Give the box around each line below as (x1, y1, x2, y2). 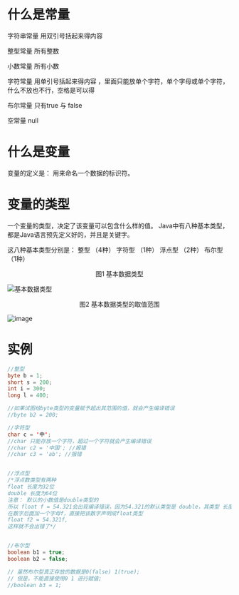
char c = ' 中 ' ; (7, 431, 51, 438)
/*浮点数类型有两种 (7, 477, 57, 484)
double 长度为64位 (7, 489, 58, 497)
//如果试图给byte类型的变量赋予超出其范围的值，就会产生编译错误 (7, 405, 175, 412)
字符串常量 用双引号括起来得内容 (7, 31, 103, 40)
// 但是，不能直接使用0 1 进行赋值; (7, 575, 102, 582)
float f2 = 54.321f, (7, 517, 69, 524)
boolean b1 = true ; (7, 549, 65, 556)
